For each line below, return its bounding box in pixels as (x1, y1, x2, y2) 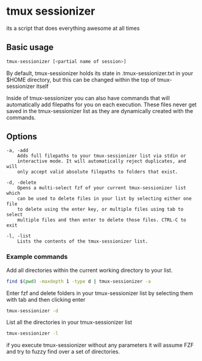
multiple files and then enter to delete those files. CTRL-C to (17, 217, 187, 224)
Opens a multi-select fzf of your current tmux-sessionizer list (17, 185, 187, 191)
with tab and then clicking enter (6, 296, 86, 303)
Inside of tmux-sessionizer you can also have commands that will (6, 94, 170, 101)
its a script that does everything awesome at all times (6, 24, 140, 32)
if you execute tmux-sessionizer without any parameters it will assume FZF (6, 341, 194, 349)
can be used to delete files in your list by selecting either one (17, 195, 192, 202)
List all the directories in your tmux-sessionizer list (6, 319, 133, 326)
